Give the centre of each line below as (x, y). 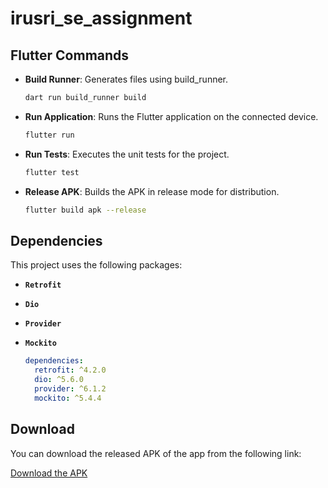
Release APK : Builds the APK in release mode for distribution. (152, 191)
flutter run (49, 135)
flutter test (52, 172)
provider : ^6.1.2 (70, 388)
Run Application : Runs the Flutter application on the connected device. (171, 116)
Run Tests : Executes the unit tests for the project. (127, 154)
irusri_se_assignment (101, 18)
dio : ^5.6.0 (59, 380)
